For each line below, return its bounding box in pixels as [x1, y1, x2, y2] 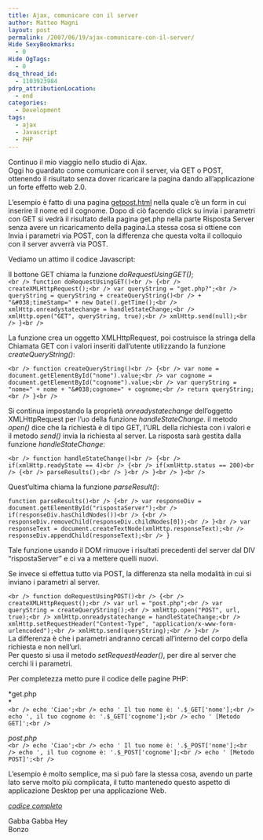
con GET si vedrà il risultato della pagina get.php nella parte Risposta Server [8, 214, 255, 224]
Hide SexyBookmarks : [8, 41, 76, 49]
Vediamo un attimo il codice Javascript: [8, 254, 136, 264]
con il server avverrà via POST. [8, 239, 108, 248]
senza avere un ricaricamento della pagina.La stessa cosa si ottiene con [8, 222, 242, 232]
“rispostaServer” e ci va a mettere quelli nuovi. [8, 553, 159, 563]
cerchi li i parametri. [8, 659, 73, 668]
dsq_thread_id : [8, 70, 58, 78]
